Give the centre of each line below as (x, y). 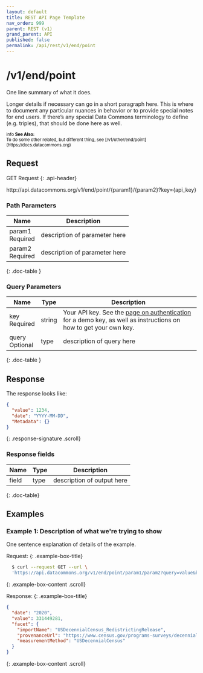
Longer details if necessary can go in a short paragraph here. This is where (100, 104)
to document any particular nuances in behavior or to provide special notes (100, 110)
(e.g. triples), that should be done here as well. (64, 123)
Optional (21, 345)
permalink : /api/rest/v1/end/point (51, 46)
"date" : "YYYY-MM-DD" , (40, 416)
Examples (25, 514)
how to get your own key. (99, 328)
